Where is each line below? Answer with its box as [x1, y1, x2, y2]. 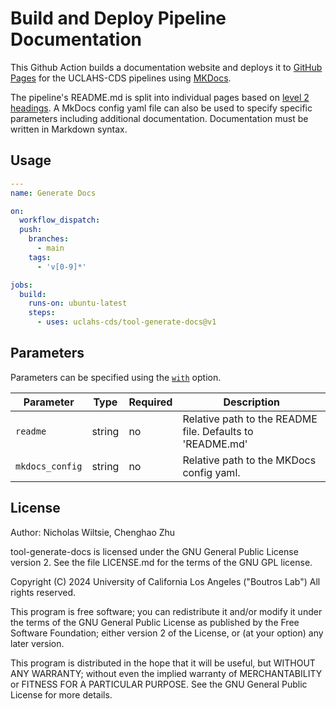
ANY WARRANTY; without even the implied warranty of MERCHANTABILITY [10, 667, 323, 679]
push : [19, 225, 43, 235]
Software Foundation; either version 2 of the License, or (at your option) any [10, 627, 324, 639]
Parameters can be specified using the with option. [10, 371, 222, 383]
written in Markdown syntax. [10, 123, 128, 135]
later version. [10, 637, 65, 649]
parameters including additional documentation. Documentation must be [10, 112, 309, 124]
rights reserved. [10, 586, 77, 598]
